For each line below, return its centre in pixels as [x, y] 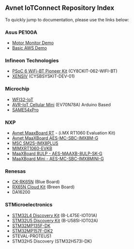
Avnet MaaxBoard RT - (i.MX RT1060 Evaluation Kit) [64, 133]
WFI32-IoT [23, 100]
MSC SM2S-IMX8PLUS [35, 143]
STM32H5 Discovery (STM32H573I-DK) [52, 241]
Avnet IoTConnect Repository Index [60, 8]
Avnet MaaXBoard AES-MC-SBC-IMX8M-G [55, 138]
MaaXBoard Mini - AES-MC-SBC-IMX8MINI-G [58, 159]
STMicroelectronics [29, 205]
